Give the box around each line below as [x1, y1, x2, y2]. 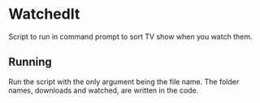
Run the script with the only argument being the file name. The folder [8, 76, 240, 86]
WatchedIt [8, 5, 80, 24]
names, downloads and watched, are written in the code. [8, 85, 199, 95]
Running [8, 55, 53, 69]
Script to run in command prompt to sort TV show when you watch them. [8, 32, 253, 41]
